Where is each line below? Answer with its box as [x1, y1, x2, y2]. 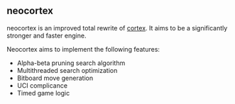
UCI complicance [16, 81, 68, 90]
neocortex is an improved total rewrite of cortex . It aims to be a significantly [6, 23, 228, 32]
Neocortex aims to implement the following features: [6, 45, 160, 53]
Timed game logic [16, 88, 70, 97]
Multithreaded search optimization [16, 66, 118, 74]
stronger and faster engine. [6, 31, 87, 40]
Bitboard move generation [16, 74, 94, 82]
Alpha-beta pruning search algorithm [16, 59, 126, 67]
